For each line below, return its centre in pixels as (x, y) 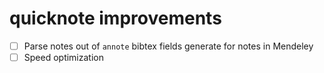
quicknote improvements (115, 18)
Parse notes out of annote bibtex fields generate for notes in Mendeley (168, 46)
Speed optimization (63, 57)
